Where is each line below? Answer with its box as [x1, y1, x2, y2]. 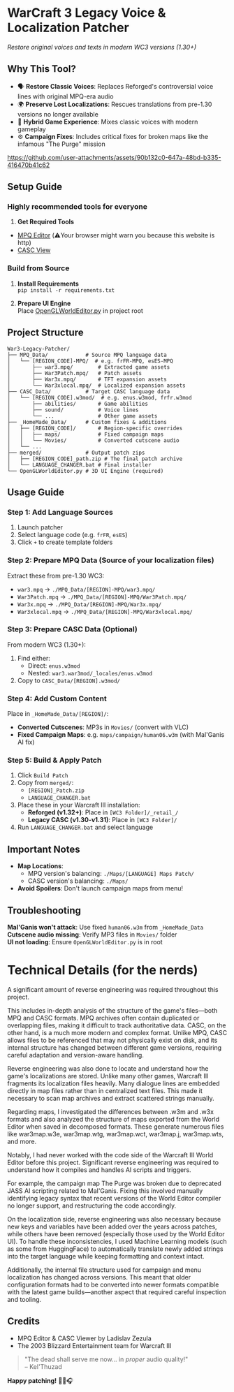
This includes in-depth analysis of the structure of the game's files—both [7, 1006, 218, 1014]
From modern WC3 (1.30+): [7, 640, 86, 649]
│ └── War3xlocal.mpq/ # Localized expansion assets [7, 382, 187, 389]
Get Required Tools [17, 218, 75, 226]
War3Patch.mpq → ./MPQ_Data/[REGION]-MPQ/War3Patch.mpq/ [17, 592, 187, 601]
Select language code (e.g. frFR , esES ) [17, 531, 128, 539]
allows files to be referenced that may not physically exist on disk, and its [7, 1036, 218, 1044]
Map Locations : [17, 862, 64, 870]
